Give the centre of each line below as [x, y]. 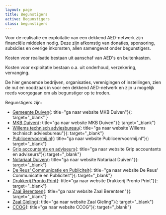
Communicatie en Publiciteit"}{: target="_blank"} [62, 176]
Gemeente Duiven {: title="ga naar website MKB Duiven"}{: [72, 112]
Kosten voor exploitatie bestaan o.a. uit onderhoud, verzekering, [71, 68]
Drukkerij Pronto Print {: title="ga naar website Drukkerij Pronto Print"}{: [85, 181]
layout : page [19, 10]
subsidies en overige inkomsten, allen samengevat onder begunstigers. [78, 48]
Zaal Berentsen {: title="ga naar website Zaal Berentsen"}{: [72, 191]
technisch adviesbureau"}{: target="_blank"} [58, 133]
